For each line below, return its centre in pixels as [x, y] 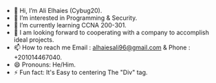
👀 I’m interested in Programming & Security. [75, 18]
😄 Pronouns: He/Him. [44, 64]
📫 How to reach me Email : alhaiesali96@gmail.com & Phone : [102, 47]
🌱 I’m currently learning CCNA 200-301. [70, 25]
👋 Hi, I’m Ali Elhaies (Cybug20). [58, 11]
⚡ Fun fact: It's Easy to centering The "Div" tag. [80, 72]
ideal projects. [34, 40]
